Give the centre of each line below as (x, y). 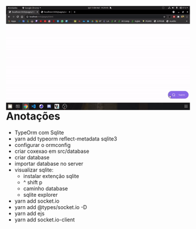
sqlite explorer (41, 194)
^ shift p (33, 182)
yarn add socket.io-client (45, 220)
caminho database (45, 188)
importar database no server (49, 163)
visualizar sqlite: (34, 170)
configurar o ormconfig (43, 145)
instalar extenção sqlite (51, 176)
